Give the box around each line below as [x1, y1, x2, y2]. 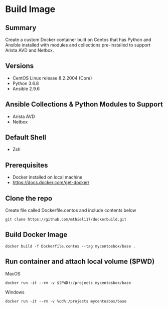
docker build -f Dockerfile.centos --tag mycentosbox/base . [5, 243, 136, 248]
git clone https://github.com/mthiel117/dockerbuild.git [5, 217, 127, 222]
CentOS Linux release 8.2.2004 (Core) [12, 75, 92, 81]
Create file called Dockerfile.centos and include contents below [5, 207, 136, 213]
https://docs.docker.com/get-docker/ [12, 179, 90, 185]
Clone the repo [5, 194, 53, 202]
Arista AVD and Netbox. [5, 47, 54, 53]
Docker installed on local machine [12, 174, 83, 180]
